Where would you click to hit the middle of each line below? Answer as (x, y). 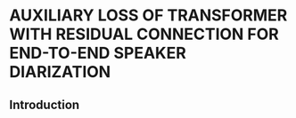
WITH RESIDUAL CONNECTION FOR (144, 34)
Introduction (45, 104)
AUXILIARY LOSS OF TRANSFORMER (148, 16)
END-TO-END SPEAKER (98, 53)
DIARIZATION (60, 72)
